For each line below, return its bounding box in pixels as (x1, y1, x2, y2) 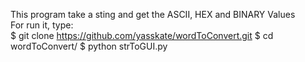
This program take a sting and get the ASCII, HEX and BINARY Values (10, 9, 296, 20)
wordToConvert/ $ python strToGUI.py (10, 40, 168, 52)
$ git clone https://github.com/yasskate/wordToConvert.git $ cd (10, 30, 274, 41)
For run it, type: (10, 19, 74, 31)
